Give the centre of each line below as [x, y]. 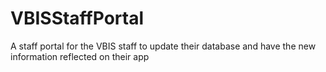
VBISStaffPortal [77, 18]
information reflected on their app [80, 56]
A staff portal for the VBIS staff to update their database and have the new [163, 46]
